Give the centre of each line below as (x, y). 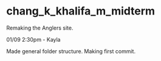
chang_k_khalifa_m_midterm (81, 11)
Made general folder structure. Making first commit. (71, 51)
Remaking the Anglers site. (40, 28)
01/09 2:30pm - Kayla (33, 39)
